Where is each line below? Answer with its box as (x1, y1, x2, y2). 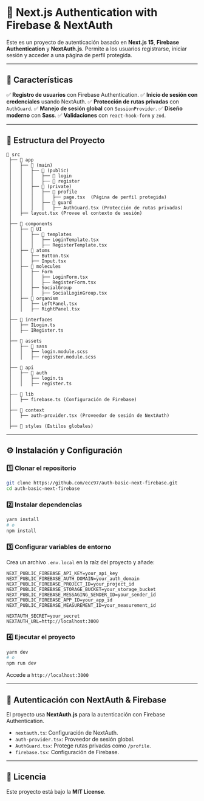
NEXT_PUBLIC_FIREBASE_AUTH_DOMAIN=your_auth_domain (6, 576, 140, 582)
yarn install (6, 517, 39, 523)
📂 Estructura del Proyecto (6, 135, 105, 145)
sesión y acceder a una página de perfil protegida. (6, 51, 132, 58)
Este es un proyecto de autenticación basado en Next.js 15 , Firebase (6, 38, 179, 46)
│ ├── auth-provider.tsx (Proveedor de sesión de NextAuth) (8, 412, 170, 419)
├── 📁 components (8, 220, 53, 227)
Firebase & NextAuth (6, 18, 114, 32)
